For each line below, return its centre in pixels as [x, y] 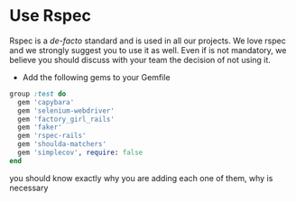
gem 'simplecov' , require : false [80, 153]
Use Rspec [51, 16]
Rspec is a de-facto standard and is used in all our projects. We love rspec [148, 41]
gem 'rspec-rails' [52, 136]
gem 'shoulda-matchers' [62, 144]
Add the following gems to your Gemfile [96, 77]
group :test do [38, 94]
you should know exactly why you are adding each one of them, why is [141, 178]
